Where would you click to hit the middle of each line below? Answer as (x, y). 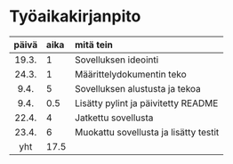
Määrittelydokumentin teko (131, 74)
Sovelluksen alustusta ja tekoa (138, 88)
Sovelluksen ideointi (117, 60)
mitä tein (94, 45)
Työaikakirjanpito (75, 16)
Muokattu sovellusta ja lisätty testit (147, 132)
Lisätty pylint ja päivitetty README (147, 102)
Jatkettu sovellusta (114, 118)
